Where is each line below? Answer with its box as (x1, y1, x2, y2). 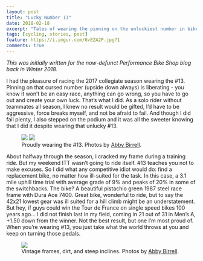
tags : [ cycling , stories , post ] (6, 31, 88, 37)
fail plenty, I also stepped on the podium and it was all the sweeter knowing (6, 115, 193, 123)
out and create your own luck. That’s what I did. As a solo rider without (6, 96, 182, 103)
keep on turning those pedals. (6, 230, 81, 237)
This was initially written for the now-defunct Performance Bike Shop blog (6, 59, 192, 66)
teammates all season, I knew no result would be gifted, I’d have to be (6, 103, 180, 110)
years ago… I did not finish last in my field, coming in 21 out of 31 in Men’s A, (6, 210, 196, 217)
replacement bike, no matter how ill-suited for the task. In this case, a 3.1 (6, 172, 187, 179)
